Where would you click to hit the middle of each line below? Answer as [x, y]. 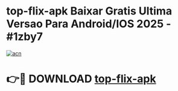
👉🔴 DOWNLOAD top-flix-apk [81, 79]
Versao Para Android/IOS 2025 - [89, 24]
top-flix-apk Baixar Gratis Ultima [89, 11]
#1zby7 [25, 37]
